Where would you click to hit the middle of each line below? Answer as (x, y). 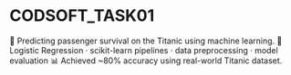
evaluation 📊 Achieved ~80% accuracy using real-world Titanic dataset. (146, 61)
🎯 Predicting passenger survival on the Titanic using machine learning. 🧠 (146, 41)
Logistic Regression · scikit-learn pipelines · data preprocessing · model (144, 50)
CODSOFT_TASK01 (82, 16)
